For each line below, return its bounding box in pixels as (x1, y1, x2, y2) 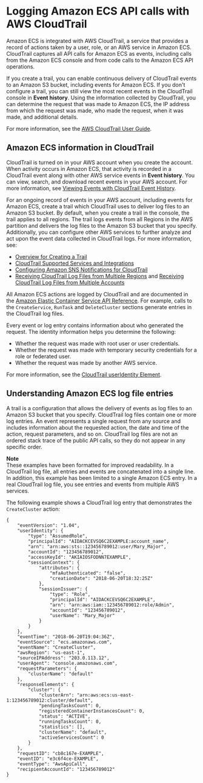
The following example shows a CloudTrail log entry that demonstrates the (6, 499, 192, 506)
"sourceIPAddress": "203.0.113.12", (17, 655, 110, 661)
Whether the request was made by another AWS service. (15, 359, 158, 366)
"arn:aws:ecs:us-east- (76, 692, 135, 698)
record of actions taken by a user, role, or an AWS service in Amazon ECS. (6, 44, 192, 51)
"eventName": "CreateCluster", (17, 644, 96, 650)
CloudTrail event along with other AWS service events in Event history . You (6, 172, 195, 179)
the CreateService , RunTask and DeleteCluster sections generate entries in (6, 303, 192, 310)
